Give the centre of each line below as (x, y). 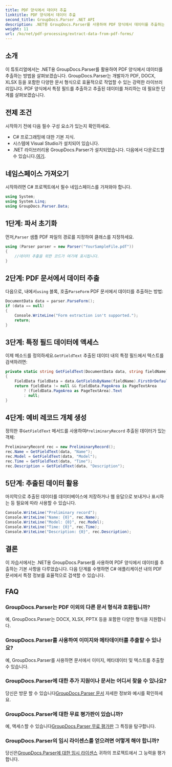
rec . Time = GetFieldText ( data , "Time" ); (49, 461)
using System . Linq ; (26, 201)
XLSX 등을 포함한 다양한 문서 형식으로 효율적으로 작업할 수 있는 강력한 (75, 82)
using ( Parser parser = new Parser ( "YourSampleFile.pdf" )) (70, 247)
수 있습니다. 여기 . (29, 156)
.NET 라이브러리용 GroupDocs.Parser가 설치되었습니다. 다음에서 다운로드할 (89, 150)
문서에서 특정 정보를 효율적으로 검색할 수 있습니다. (55, 575)
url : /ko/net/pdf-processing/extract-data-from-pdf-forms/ (70, 34)
